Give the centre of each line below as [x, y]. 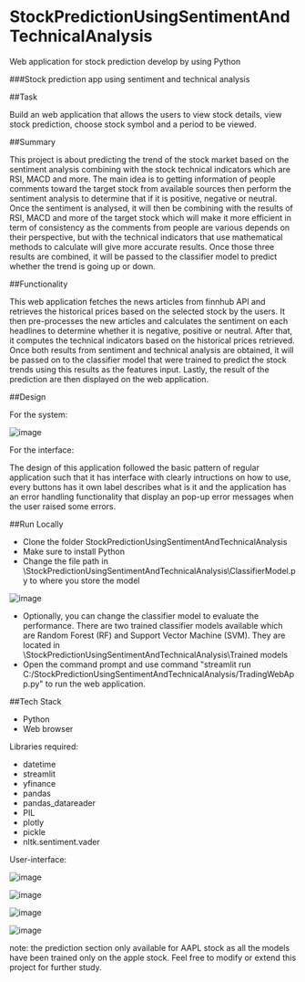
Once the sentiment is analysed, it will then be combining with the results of [152, 208]
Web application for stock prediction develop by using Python [125, 61]
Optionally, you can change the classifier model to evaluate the [141, 616]
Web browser [48, 728]
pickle [34, 831]
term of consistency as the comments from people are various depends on [150, 227]
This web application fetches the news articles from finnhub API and [137, 301]
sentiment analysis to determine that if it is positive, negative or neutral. [143, 198]
